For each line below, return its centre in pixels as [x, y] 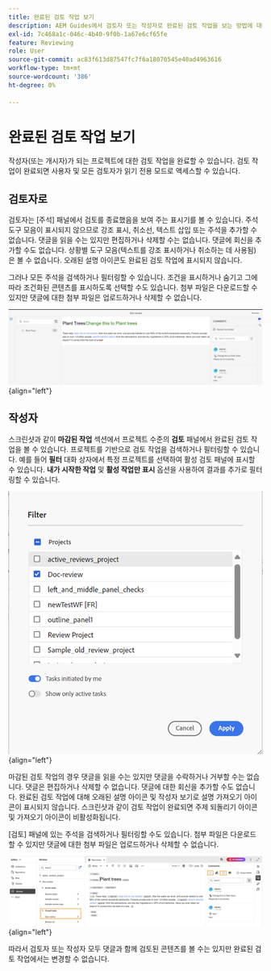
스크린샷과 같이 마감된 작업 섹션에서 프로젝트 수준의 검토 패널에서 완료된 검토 [129, 439]
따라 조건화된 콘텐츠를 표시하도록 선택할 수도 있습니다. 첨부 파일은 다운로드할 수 [133, 287]
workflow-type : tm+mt [45, 69]
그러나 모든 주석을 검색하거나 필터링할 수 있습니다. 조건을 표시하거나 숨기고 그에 [133, 278]
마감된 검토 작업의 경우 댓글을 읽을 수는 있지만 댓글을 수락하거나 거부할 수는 [127, 776]
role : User [27, 51]
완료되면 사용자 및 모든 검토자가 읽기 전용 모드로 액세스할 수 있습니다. [131, 171]
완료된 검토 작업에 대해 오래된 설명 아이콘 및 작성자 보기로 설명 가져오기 [131, 797]
